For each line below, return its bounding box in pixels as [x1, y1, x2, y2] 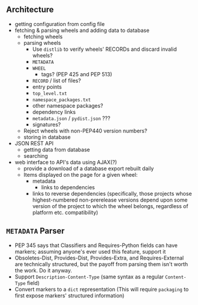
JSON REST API [14, 139, 54, 147]
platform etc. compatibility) [32, 209, 99, 216]
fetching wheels [23, 33, 63, 40]
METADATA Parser [6, 226, 65, 236]
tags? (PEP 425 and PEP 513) [41, 70, 112, 77]
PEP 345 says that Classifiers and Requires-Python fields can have [14, 242, 178, 249]
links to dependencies [41, 183, 95, 191]
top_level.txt [32, 90, 67, 96]
